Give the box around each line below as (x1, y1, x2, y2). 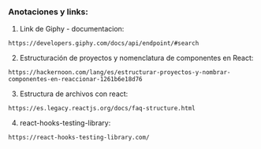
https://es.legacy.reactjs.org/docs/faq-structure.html (8, 105, 196, 113)
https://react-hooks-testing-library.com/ (8, 133, 150, 142)
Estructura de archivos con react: (19, 89, 129, 99)
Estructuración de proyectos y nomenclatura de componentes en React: (19, 54, 254, 63)
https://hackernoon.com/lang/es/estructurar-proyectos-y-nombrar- (8, 69, 231, 76)
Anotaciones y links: (8, 6, 88, 17)
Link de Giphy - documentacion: (19, 24, 125, 34)
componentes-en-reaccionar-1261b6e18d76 (8, 76, 144, 84)
